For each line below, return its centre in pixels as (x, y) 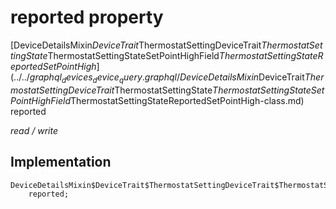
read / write (34, 130)
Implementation (61, 162)
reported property (87, 17)
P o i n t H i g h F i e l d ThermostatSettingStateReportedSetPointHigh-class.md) (157, 100)
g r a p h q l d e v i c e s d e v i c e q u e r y (86, 78)
